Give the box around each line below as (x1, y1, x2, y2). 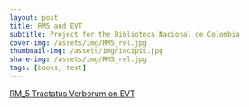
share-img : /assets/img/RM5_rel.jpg (9, 55, 147, 64)
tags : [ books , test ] (9, 64, 88, 73)
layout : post (9, 13, 59, 22)
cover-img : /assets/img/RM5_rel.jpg (9, 38, 147, 48)
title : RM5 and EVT (9, 22, 83, 31)
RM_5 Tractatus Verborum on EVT (9, 87, 135, 99)
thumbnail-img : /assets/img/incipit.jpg (9, 47, 164, 56)
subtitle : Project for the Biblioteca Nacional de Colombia (9, 30, 241, 39)
